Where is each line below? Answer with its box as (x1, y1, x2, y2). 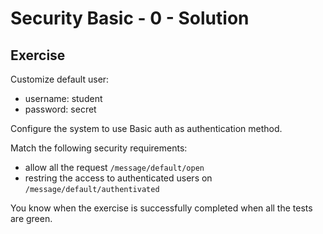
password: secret (24, 103, 97, 115)
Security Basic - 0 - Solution (10, 7, 250, 30)
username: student (24, 93, 103, 104)
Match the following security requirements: (10, 142, 188, 154)
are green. (10, 213, 53, 224)
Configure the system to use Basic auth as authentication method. (10, 123, 283, 134)
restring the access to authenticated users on (24, 172, 213, 184)
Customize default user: (10, 73, 110, 85)
